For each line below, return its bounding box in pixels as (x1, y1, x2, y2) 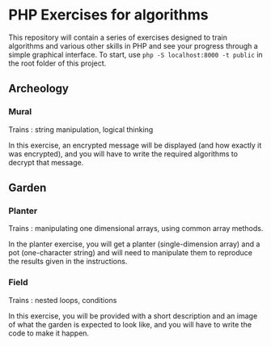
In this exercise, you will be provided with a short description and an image (8, 310, 258, 321)
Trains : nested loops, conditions (8, 295, 117, 305)
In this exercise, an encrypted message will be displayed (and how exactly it (8, 140, 262, 150)
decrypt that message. (8, 157, 84, 167)
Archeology (8, 82, 70, 96)
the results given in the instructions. (8, 257, 128, 267)
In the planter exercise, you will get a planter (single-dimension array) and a (8, 239, 260, 249)
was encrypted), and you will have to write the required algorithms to (8, 148, 239, 159)
